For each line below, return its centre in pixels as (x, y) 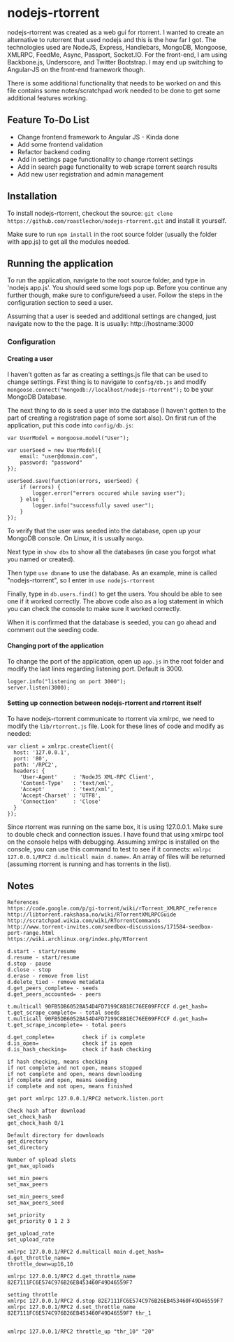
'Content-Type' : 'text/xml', (67, 783)
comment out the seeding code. (53, 629)
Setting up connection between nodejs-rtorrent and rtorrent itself (104, 703)
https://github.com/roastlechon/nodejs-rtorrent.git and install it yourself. (117, 220)
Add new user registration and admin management (90, 174)
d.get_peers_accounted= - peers (54, 994)
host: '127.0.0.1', (42, 752)
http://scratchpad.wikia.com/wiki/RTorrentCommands (84, 920)
